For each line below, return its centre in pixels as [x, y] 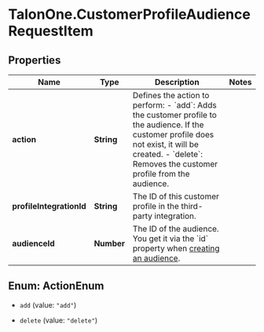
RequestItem [51, 31]
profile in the [156, 206]
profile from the [161, 174]
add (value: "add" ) [48, 305]
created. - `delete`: [167, 154]
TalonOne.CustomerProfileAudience [130, 15]
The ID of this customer [176, 196]
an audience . [156, 258]
